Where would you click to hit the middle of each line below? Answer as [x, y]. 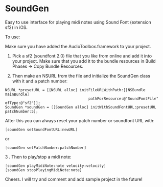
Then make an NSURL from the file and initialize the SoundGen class [81, 76]
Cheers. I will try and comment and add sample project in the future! [74, 179]
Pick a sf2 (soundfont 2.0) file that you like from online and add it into [82, 56]
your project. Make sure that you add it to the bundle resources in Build [84, 61]
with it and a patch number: [40, 81]
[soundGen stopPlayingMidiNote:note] [44, 170]
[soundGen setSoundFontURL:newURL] [41, 130]
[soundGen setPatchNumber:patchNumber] [46, 148]
